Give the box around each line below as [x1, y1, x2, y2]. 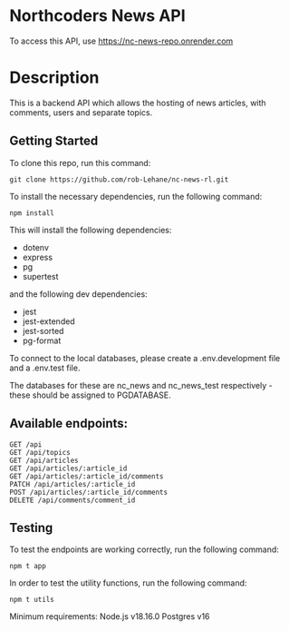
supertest [22, 271, 59, 281]
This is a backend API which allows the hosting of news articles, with [9, 97, 266, 108]
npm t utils [9, 596, 54, 605]
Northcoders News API [9, 5, 186, 26]
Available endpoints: [9, 416, 129, 431]
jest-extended [22, 315, 75, 327]
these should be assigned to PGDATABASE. [9, 389, 171, 400]
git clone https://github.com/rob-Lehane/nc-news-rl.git [9, 174, 229, 184]
